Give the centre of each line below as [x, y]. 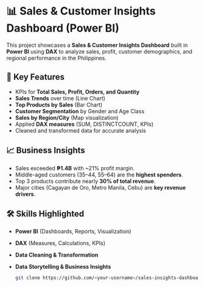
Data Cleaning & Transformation [57, 255]
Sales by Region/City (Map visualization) [67, 117]
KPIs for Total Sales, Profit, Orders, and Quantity [77, 92]
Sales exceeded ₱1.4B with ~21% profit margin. [75, 168]
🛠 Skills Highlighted [45, 214]
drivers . [25, 194]
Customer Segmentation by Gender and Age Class [80, 111]
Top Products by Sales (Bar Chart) [59, 105]
